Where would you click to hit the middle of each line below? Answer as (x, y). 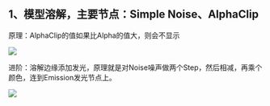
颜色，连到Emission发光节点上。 (62, 77)
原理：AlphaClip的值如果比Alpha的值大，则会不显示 (94, 35)
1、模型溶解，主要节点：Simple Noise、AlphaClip (133, 14)
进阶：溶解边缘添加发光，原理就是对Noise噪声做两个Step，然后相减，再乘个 (135, 67)
